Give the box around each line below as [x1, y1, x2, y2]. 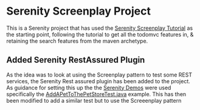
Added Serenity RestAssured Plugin [6, 55, 145, 65]
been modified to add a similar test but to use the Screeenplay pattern [6, 97, 182, 104]
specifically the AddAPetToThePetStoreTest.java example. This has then [6, 90, 187, 98]
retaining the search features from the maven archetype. [6, 37, 148, 44]
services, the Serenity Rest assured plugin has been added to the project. [6, 77, 190, 84]
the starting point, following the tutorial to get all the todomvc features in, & [6, 30, 194, 38]
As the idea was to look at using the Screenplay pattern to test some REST [6, 71, 193, 78]
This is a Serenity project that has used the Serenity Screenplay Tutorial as [6, 24, 193, 32]
